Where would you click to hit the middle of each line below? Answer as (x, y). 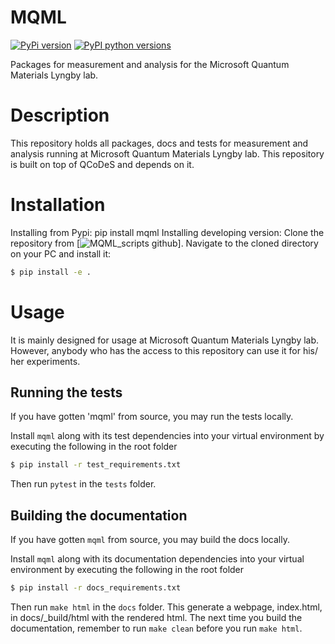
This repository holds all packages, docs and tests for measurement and (159, 143)
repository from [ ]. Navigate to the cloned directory (164, 243)
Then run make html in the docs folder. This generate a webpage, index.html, (166, 607)
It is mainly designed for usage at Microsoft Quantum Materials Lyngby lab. (165, 340)
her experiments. (45, 361)
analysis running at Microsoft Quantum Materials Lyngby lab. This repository (167, 153)
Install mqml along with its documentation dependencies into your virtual (157, 559)
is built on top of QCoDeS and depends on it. (102, 164)
